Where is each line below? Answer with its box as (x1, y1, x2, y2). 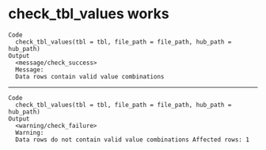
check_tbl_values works (8, 5, 169, 23)
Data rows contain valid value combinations (15, 72, 165, 80)
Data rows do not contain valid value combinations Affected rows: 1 (15, 136, 249, 144)
